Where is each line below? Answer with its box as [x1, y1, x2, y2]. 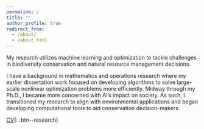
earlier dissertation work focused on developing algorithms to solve [6, 78, 176, 86]
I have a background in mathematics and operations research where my [6, 72, 187, 79]
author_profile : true [6, 20, 62, 26]
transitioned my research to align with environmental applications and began [6, 98, 199, 105]
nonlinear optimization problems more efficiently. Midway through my [21, 85, 195, 92]
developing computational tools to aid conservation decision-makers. [6, 105, 180, 111]
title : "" [6, 15, 32, 21]
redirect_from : [6, 26, 45, 32]
